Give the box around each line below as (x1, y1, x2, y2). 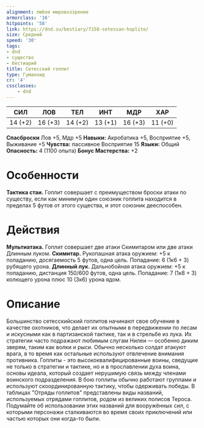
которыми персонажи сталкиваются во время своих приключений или (6, 408, 192, 416)
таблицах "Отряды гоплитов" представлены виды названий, (6, 389, 164, 396)
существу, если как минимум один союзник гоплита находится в (6, 195, 177, 202)
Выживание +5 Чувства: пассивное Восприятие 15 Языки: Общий (6, 140, 180, 147)
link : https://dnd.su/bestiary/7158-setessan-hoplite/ (6, 26, 149, 32)
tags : (6, 43, 20, 50)
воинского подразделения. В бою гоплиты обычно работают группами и (6, 375, 197, 383)
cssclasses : (6, 83, 37, 89)
